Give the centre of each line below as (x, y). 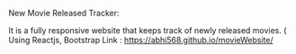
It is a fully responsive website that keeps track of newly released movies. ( (148, 30)
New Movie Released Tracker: (64, 13)
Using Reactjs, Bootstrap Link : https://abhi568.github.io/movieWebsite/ (141, 40)
